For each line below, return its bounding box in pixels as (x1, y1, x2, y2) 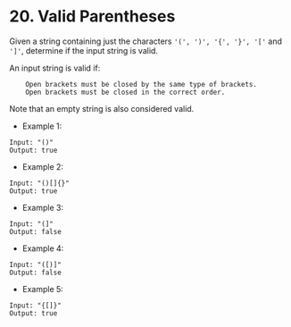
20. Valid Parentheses (9, 6, 176, 27)
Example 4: (21, 243, 64, 254)
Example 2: (21, 161, 64, 172)
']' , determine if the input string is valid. (9, 45, 159, 55)
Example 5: (21, 283, 64, 294)
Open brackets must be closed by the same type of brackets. (25, 80, 257, 88)
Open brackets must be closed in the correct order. (25, 88, 226, 96)
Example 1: (21, 121, 62, 131)
